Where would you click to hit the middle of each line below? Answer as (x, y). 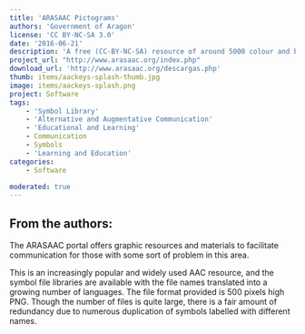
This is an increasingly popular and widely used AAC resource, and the (142, 273)
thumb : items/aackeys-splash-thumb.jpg (85, 77)
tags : (20, 102)
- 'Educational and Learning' (83, 128)
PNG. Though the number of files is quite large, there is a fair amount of (143, 302)
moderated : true (40, 187)
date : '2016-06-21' (46, 43)
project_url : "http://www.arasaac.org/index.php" (105, 60)
